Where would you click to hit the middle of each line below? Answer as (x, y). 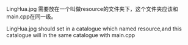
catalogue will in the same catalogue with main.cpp (71, 35)
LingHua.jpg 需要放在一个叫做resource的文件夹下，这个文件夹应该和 (92, 9)
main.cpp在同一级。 (31, 16)
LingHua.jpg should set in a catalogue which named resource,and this (94, 29)
